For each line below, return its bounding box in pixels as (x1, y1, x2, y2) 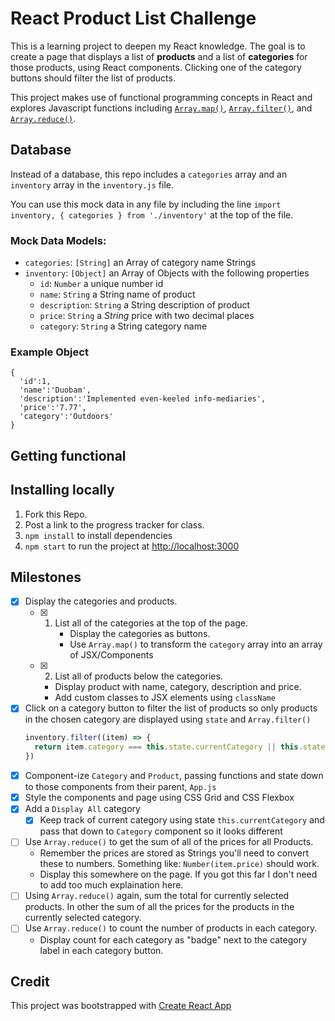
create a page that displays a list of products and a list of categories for (10, 50, 308, 62)
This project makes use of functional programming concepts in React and (10, 91, 313, 103)
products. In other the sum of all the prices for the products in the (24, 901, 295, 913)
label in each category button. (39, 944, 164, 956)
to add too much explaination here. (39, 879, 184, 891)
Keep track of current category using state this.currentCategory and (39, 814, 325, 826)
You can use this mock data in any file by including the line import (10, 198, 282, 210)
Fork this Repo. (24, 508, 88, 520)
